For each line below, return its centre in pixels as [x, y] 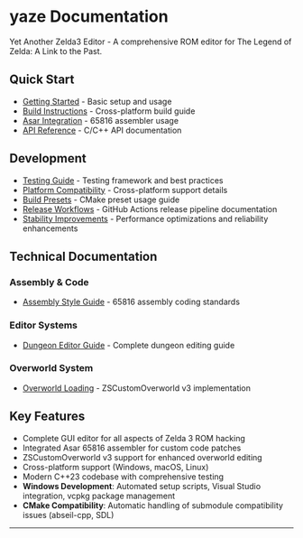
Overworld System [51, 368]
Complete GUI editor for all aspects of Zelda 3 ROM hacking [133, 438]
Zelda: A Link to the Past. [56, 51]
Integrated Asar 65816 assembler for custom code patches [132, 448]
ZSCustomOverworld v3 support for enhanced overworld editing [142, 457]
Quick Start [42, 80]
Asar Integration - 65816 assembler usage [100, 120]
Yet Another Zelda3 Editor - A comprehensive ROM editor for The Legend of [151, 42]
